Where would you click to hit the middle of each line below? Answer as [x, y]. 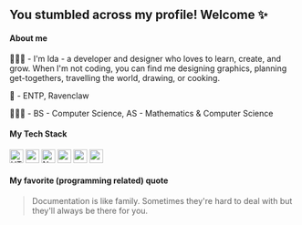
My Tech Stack [38, 134]
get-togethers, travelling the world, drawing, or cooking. [115, 77]
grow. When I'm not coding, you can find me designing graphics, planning [148, 68]
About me [29, 38]
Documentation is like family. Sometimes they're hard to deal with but [162, 201]
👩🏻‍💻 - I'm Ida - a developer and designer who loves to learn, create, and [145, 58]
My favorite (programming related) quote [89, 180]
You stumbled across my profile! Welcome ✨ [139, 15]
